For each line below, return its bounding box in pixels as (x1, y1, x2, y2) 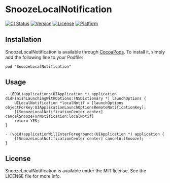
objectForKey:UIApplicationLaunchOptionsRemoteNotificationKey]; (5, 104, 146, 110)
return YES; (14, 118, 40, 123)
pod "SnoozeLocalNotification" (5, 64, 72, 69)
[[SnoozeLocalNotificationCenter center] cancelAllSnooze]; (14, 136, 144, 141)
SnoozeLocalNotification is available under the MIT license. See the (5, 168, 146, 174)
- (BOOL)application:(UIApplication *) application (5, 91, 117, 96)
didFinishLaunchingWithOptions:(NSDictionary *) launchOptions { (5, 96, 146, 101)
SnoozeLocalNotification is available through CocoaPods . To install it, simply (5, 48, 165, 55)
